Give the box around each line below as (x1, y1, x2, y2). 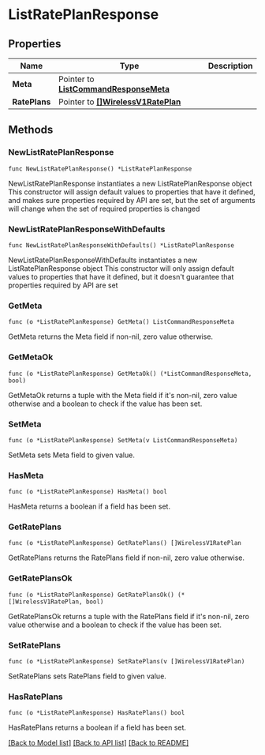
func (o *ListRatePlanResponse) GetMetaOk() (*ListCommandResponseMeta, (8, 370, 252, 377)
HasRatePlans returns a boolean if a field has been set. (8, 723, 187, 732)
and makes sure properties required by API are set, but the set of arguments (8, 195, 256, 205)
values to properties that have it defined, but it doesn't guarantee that (8, 272, 234, 281)
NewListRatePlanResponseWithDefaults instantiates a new (8, 255, 198, 265)
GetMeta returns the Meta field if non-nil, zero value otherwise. (8, 332, 214, 341)
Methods (8, 123, 54, 137)
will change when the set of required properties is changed (8, 204, 200, 213)
